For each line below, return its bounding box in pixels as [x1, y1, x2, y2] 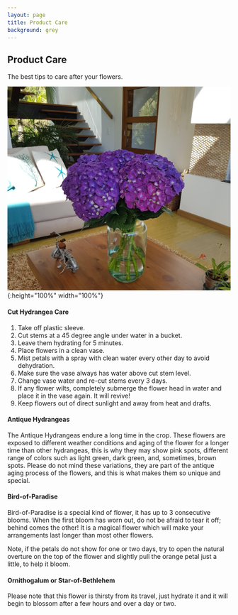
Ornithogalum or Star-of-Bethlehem [7, 576, 115, 584]
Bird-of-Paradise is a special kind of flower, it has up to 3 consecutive [7, 508, 211, 516]
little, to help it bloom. [7, 560, 71, 568]
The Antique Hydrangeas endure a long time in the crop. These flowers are [7, 430, 226, 440]
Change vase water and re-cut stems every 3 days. [17, 376, 168, 385]
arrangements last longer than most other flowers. [7, 531, 154, 539]
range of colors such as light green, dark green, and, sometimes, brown [7, 453, 217, 462]
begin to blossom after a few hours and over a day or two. [7, 599, 176, 608]
